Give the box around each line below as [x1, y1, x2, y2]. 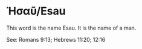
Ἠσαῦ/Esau [6, 4, 66, 18]
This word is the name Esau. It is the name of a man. [6, 24, 137, 31]
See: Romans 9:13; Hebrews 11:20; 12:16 [6, 36, 106, 43]
